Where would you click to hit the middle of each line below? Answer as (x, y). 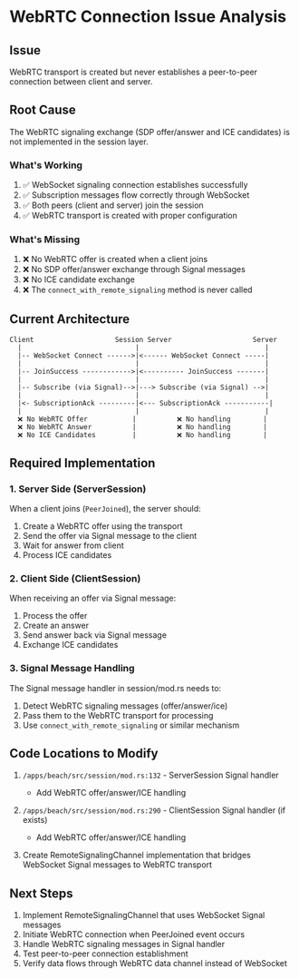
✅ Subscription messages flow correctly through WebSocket (136, 195)
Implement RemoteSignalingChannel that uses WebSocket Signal (144, 915)
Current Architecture (70, 319)
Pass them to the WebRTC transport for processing (118, 715)
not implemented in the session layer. (79, 142)
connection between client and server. (81, 82)
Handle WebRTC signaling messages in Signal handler (124, 944)
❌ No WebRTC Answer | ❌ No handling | (142, 427)
